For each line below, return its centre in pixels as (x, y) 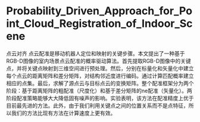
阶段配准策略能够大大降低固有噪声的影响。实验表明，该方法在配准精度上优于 (100, 98)
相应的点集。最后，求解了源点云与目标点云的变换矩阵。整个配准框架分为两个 (100, 83)
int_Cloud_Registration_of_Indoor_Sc (99, 24)
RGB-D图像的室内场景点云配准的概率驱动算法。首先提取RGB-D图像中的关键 (99, 61)
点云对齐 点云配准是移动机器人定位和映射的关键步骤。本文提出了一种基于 (96, 53)
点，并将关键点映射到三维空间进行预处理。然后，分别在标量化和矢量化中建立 (100, 68)
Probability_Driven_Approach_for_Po (99, 11)
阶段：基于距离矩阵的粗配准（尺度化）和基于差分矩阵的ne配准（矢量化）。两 (99, 90)
